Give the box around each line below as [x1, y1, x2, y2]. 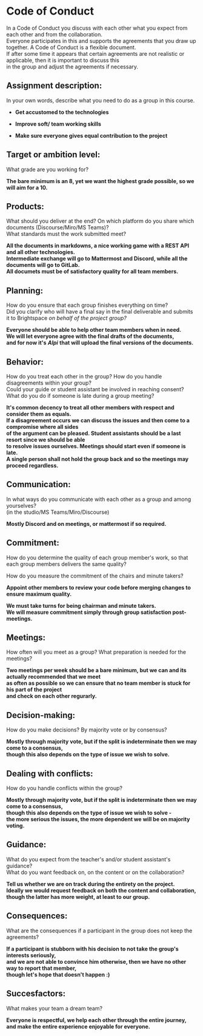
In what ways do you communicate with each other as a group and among [6, 496, 191, 503]
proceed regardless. [6, 462, 59, 469]
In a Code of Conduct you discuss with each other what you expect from [6, 24, 188, 32]
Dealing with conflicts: [6, 769, 93, 779]
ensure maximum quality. [6, 590, 72, 597]
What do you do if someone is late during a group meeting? [6, 392, 155, 399]
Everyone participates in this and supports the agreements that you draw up [6, 37, 196, 44]
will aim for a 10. [6, 184, 48, 191]
